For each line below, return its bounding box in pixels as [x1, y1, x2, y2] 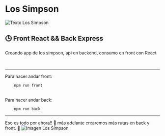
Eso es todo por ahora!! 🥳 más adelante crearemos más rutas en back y [5, 120, 150, 126]
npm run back [14, 106, 41, 111]
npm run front [14, 83, 43, 88]
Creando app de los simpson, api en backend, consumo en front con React [5, 50, 157, 56]
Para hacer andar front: [5, 73, 53, 79]
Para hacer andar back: [5, 97, 53, 103]
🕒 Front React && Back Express [5, 34, 104, 43]
